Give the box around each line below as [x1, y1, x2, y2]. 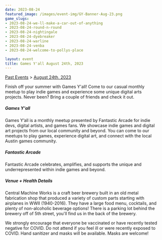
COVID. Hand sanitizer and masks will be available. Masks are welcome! [5, 230, 149, 236]
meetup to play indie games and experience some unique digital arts [5, 89, 142, 95]
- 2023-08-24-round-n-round [5, 25, 62, 30]
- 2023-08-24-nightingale [5, 30, 57, 34]
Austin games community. [5, 138, 57, 144]
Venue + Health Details [5, 178, 53, 184]
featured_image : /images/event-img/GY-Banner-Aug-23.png [5, 12, 123, 17]
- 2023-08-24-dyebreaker [5, 34, 55, 39]
